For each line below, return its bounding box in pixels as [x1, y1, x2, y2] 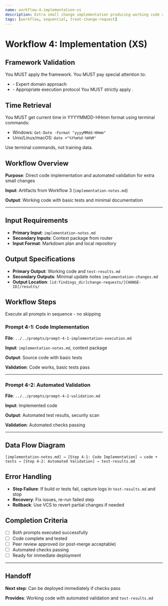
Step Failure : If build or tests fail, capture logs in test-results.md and [12, 486, 156, 492]
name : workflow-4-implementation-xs [5, 7, 81, 13]
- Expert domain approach [12, 81, 67, 87]
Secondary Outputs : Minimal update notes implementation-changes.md [12, 273, 158, 279]
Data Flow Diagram [5, 441, 65, 449]
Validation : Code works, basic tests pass [5, 364, 90, 370]
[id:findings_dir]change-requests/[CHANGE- [49, 279, 141, 285]
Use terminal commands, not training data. [5, 144, 93, 150]
